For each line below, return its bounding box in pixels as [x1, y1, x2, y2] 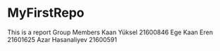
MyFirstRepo [7, 5, 85, 21]
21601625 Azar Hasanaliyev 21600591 [7, 35, 118, 43]
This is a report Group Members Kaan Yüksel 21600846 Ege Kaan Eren [7, 28, 214, 36]
